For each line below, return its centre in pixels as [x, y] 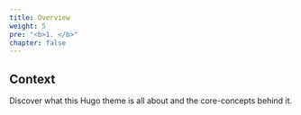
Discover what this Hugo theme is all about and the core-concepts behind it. [151, 101]
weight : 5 [28, 26]
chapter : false [38, 43]
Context [32, 79]
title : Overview [40, 18]
